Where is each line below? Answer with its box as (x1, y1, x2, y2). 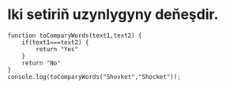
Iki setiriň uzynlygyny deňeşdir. (7, 6, 219, 24)
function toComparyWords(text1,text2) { (7, 32, 143, 39)
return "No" (21, 59, 61, 67)
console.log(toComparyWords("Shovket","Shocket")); (7, 72, 181, 80)
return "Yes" (36, 45, 79, 53)
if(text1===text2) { (21, 38, 89, 46)
